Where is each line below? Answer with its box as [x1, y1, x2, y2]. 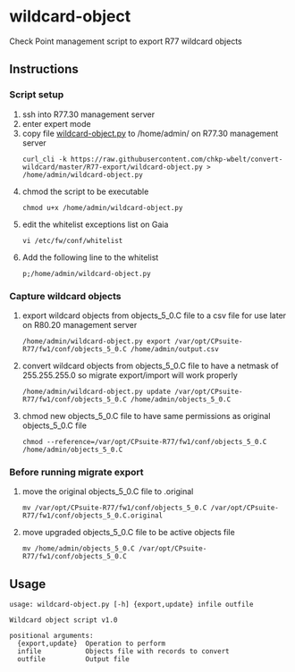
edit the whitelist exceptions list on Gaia [21, 219, 169, 230]
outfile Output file [17, 655, 130, 664]
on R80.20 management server [21, 319, 138, 330]
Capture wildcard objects [9, 290, 122, 302]
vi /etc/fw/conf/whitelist [21, 236, 123, 245]
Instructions [9, 62, 79, 77]
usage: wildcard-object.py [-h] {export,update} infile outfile [9, 601, 254, 609]
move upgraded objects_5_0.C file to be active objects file [21, 527, 235, 538]
